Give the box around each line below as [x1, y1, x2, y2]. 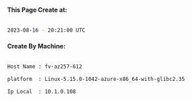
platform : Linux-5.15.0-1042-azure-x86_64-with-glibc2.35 [7, 76, 186, 83]
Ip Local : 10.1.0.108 [7, 89, 77, 95]
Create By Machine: [7, 42, 66, 50]
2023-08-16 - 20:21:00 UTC [7, 27, 86, 34]
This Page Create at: [7, 6, 67, 14]
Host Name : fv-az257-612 [7, 63, 82, 71]
